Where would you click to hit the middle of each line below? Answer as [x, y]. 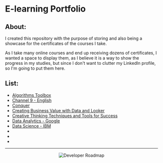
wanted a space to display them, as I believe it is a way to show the [72, 58]
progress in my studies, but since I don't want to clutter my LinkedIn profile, [81, 63]
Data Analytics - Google [36, 121]
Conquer [21, 105]
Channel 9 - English [32, 100]
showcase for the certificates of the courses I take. [56, 44]
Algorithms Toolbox [32, 95]
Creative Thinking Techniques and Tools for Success [65, 116]
